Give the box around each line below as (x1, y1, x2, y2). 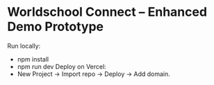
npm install (17, 55, 49, 63)
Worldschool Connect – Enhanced (7, 4, 207, 20)
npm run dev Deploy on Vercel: (17, 62, 106, 70)
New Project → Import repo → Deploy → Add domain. (17, 70, 170, 78)
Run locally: (7, 41, 41, 50)
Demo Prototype (7, 19, 104, 35)
